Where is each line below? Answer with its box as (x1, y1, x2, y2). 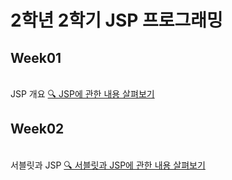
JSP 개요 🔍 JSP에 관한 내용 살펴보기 (10, 88, 155, 100)
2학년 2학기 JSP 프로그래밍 (10, 9, 223, 32)
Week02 (10, 121, 65, 138)
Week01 (10, 49, 62, 66)
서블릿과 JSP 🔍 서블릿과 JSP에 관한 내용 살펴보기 (10, 159, 206, 171)
